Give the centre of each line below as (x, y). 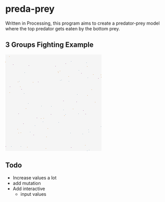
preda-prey (30, 9)
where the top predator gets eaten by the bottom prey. (63, 28)
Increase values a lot (35, 177)
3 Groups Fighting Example (49, 45)
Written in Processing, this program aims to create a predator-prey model (82, 23)
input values (33, 194)
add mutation (27, 183)
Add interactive (29, 189)
